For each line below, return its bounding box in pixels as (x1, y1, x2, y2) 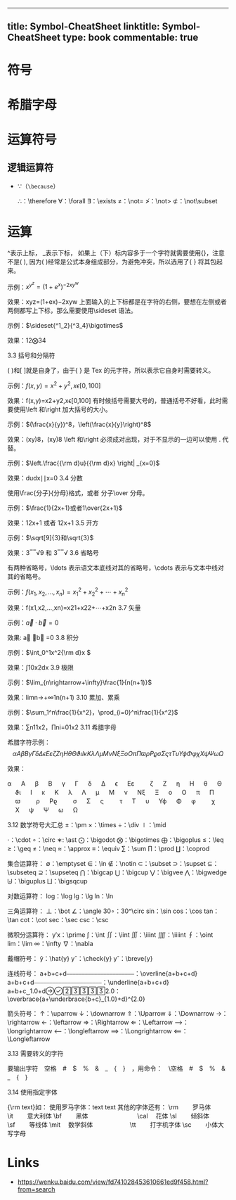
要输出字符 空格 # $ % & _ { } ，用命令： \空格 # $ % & (7, 1064, 226, 1073)
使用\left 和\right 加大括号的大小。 (13, 405, 112, 414)
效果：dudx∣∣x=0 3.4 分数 (7, 473, 83, 482)
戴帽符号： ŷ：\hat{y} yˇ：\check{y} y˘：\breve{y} (7, 955, 153, 963)
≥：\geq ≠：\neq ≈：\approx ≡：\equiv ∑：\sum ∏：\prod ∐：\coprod (7, 845, 210, 853)
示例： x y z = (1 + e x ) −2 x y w (7, 280, 79, 291)
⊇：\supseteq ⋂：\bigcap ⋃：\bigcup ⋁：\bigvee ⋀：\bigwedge (37, 868, 227, 876)
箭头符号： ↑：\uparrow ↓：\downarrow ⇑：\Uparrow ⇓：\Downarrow (7, 1009, 214, 1018)
